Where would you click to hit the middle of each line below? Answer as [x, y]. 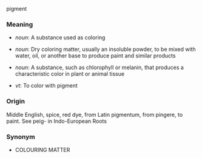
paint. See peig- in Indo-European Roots [57, 121]
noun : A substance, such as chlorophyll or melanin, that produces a [99, 67]
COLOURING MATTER [42, 150]
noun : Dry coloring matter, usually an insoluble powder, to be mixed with [105, 49]
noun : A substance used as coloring [60, 38]
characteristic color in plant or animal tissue [70, 74]
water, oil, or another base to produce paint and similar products [95, 56]
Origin [16, 101]
